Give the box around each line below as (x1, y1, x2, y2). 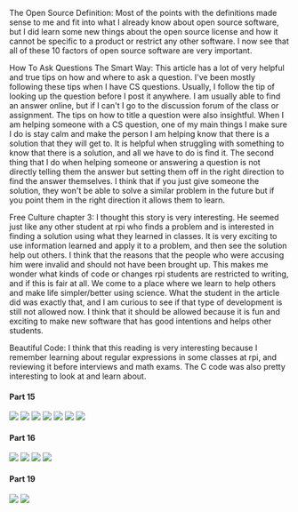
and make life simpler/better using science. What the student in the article (9, 288, 280, 298)
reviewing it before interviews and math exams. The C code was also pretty (9, 362, 286, 372)
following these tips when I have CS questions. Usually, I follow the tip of (9, 82, 276, 92)
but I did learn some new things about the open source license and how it (9, 27, 278, 36)
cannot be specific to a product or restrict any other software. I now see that (9, 36, 289, 46)
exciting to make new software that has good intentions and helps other (9, 316, 272, 326)
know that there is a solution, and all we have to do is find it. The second (9, 148, 274, 158)
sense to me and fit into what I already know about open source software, (9, 17, 279, 28)
